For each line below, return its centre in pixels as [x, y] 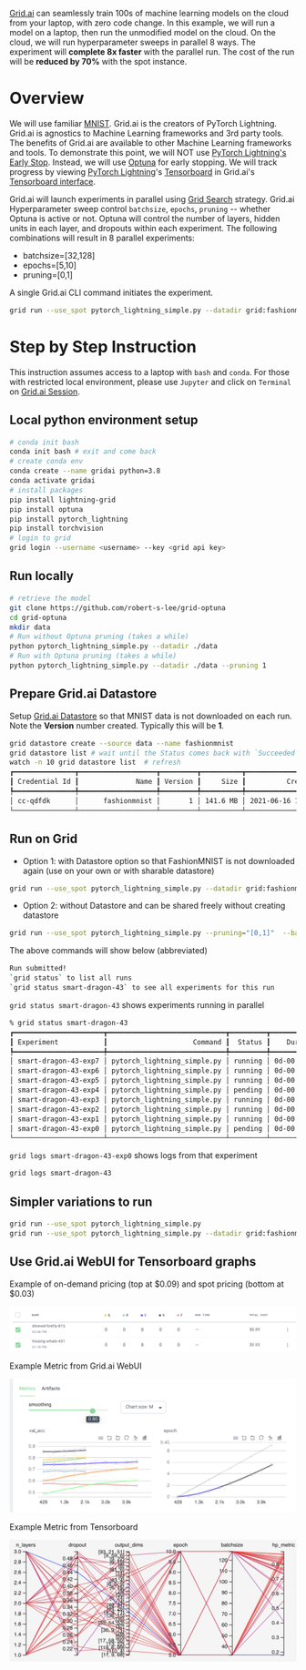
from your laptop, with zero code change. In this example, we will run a [143, 23]
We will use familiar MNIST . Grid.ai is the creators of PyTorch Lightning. [143, 123]
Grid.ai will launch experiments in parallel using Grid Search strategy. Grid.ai [152, 199]
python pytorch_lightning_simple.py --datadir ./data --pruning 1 [138, 666]
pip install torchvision [56, 529]
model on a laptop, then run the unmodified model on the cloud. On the [143, 32]
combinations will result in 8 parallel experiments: [102, 238]
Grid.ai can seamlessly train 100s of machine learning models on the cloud [149, 13]
